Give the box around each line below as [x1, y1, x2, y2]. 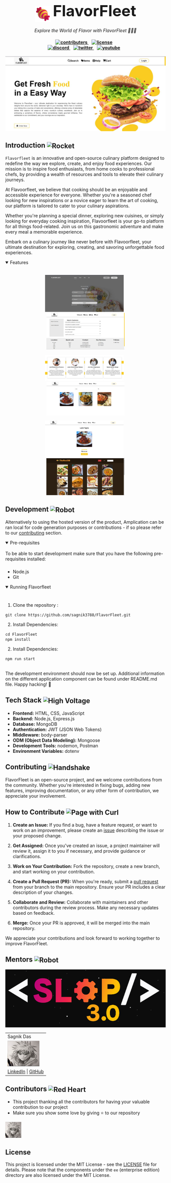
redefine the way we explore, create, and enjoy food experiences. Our [5, 160, 152, 166]
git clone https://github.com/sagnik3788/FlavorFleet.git [5, 612, 131, 617]
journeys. [5, 177, 25, 183]
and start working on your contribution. [12, 868, 95, 875]
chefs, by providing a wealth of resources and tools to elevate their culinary [5, 172, 164, 178]
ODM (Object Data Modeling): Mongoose [12, 737, 100, 743]
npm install [5, 637, 31, 642]
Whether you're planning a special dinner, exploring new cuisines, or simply [5, 213, 164, 219]
